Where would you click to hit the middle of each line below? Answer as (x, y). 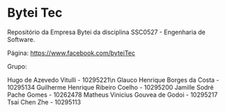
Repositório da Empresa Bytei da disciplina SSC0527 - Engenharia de (106, 32)
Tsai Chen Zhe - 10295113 (44, 102)
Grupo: (17, 66)
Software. (21, 39)
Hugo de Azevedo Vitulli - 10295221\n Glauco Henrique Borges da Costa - (113, 80)
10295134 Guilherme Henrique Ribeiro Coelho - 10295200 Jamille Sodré (111, 87)
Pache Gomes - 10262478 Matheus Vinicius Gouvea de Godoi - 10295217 (112, 95)
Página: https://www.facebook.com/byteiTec (71, 53)
